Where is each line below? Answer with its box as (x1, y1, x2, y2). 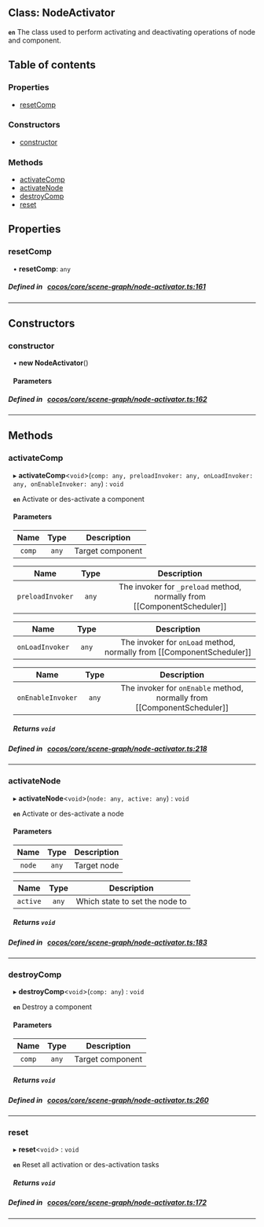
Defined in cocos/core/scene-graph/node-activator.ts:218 (8, 743, 207, 754)
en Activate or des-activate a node (13, 809, 124, 818)
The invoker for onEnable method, (120, 682, 244, 693)
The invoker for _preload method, (118, 581, 242, 592)
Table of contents (8, 58, 96, 72)
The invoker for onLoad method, (120, 636, 236, 647)
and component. (8, 35, 61, 45)
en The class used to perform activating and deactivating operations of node (8, 27, 256, 36)
